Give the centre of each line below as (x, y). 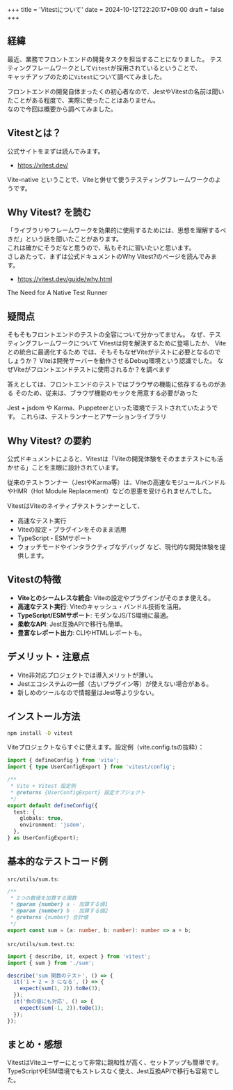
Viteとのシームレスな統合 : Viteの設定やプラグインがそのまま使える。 (116, 597)
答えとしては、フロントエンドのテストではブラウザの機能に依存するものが (114, 385)
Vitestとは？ (34, 133)
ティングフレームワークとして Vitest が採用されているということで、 (104, 68)
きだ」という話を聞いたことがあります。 (65, 239)
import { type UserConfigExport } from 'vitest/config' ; (91, 767)
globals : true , (42, 819)
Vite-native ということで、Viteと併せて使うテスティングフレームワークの (111, 179)
